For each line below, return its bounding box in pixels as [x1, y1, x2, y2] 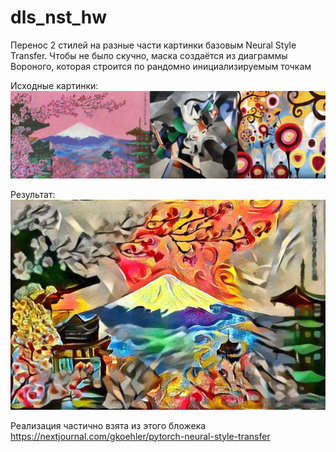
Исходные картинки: [10, 79, 99, 91]
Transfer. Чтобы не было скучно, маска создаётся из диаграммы [10, 49, 288, 61]
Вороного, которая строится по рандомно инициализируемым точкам [10, 60, 312, 72]
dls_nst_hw [10, 6, 108, 29]
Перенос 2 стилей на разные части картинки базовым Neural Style [10, 39, 297, 51]
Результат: [10, 188, 56, 200]
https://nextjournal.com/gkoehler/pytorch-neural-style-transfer [10, 430, 271, 442]
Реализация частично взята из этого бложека [10, 419, 207, 431]
